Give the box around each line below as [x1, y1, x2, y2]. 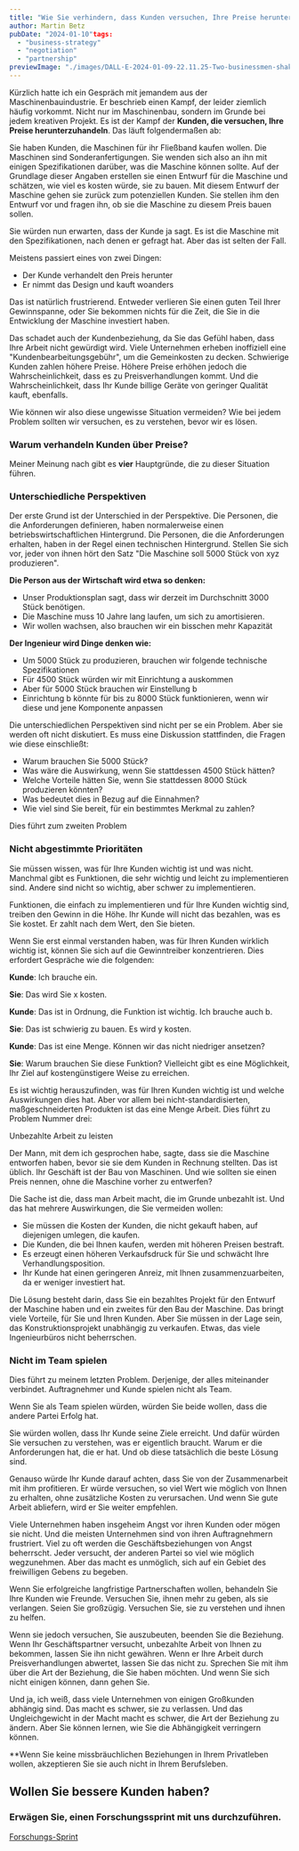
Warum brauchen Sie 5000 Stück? [21, 756, 149, 767]
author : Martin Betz [9, 21, 86, 30]
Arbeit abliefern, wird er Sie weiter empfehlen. [9, 1502, 178, 1513]
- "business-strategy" [17, 37, 101, 47]
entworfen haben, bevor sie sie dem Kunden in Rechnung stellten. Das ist [9, 1157, 279, 1168]
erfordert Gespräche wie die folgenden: [9, 954, 155, 965]
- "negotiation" [17, 46, 77, 55]
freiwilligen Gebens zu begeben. [9, 1567, 129, 1578]
